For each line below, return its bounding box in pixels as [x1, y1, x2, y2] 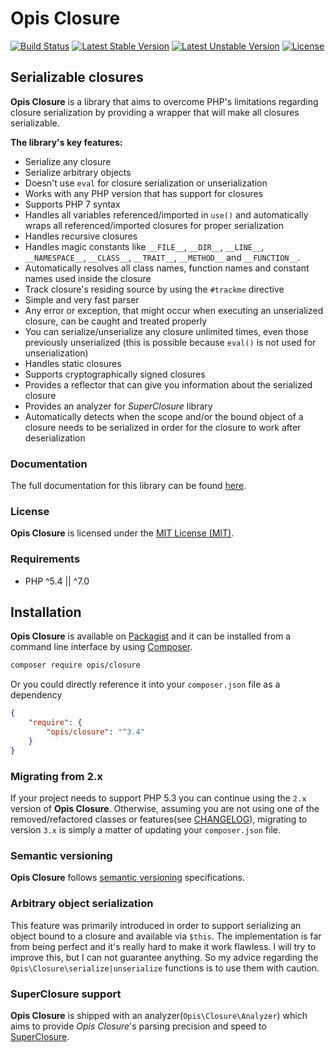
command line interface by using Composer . [10, 641, 193, 653]
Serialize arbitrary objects [24, 166, 132, 178]
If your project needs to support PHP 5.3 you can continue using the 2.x [10, 792, 307, 804]
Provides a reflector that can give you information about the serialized [24, 378, 313, 391]
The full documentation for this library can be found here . [10, 480, 247, 492]
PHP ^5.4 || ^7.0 [24, 575, 90, 587]
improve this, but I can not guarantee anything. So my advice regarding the [10, 951, 319, 963]
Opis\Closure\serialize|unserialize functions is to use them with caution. [10, 962, 320, 974]
